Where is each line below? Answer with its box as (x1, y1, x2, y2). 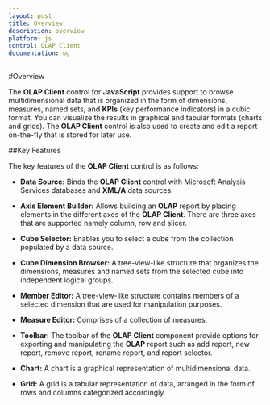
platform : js (8, 34, 52, 43)
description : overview (8, 27, 85, 35)
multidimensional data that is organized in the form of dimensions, (8, 96, 228, 105)
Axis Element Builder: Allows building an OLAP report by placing (19, 201, 236, 211)
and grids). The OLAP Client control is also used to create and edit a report (8, 122, 258, 131)
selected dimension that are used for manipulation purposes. (19, 299, 222, 309)
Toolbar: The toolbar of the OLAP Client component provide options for (19, 331, 260, 340)
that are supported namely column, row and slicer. (19, 219, 188, 228)
